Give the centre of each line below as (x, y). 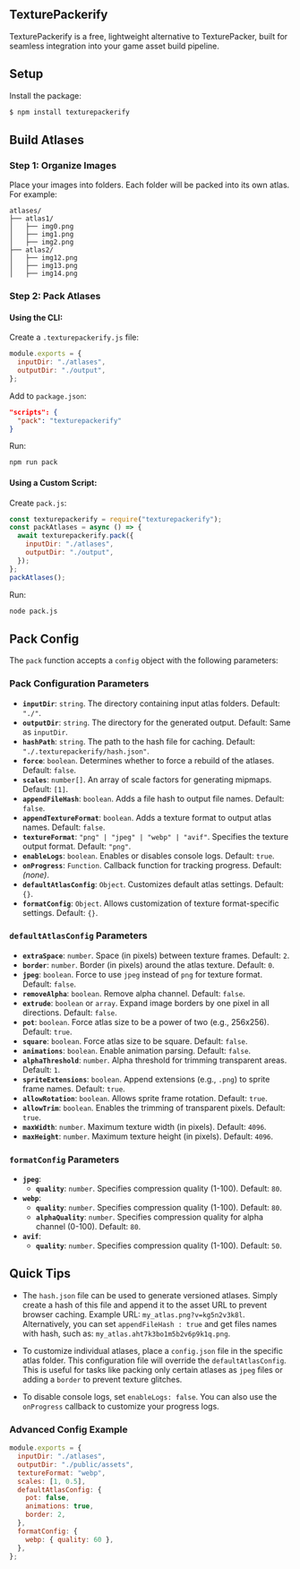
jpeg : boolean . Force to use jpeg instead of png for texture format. (142, 974)
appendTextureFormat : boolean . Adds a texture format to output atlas (146, 817)
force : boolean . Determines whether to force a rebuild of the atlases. (148, 760)
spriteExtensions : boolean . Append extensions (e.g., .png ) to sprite (146, 1079)
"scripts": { (34, 412)
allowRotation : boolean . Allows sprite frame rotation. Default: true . (145, 1098)
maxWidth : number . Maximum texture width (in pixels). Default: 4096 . (144, 1126)
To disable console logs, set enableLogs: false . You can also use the (150, 1396)
